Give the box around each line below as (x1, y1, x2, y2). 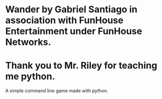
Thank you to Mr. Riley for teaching (5, 60, 157, 71)
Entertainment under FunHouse (5, 26, 143, 37)
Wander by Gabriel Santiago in (5, 4, 137, 15)
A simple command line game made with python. (5, 88, 109, 94)
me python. (5, 71, 55, 83)
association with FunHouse (5, 14, 124, 26)
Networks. (5, 36, 51, 48)
